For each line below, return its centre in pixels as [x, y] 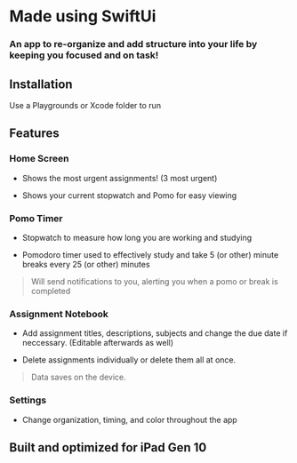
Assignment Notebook [59, 314]
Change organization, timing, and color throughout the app [129, 419]
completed [51, 291]
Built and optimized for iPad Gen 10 [108, 447]
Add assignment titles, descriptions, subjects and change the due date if [155, 333]
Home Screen [39, 159]
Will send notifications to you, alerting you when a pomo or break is [154, 281]
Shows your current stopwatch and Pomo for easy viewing [129, 195]
